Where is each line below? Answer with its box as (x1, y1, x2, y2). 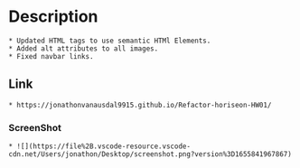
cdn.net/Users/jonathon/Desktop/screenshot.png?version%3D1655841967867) (8, 150, 293, 159)
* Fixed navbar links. (8, 51, 94, 61)
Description (8, 6, 98, 27)
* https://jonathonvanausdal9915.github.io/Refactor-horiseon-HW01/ (8, 100, 272, 109)
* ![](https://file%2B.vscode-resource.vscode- (8, 142, 192, 151)
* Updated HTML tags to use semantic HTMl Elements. (8, 36, 211, 45)
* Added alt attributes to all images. (8, 43, 159, 53)
